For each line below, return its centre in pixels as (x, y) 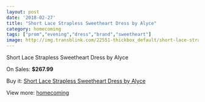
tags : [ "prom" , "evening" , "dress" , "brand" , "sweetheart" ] (79, 35)
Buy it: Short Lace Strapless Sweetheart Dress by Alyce (76, 81)
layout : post (23, 12)
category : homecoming (34, 29)
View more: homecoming (38, 93)
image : (15, 40)
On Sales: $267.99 (30, 69)
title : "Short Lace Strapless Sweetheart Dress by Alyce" (81, 23)
